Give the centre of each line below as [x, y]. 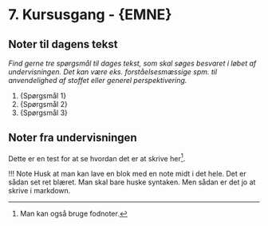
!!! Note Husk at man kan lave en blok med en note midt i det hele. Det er [127, 174]
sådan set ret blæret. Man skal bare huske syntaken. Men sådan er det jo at [132, 182]
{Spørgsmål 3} [43, 113]
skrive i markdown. [39, 191]
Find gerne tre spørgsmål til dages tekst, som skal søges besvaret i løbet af [132, 63]
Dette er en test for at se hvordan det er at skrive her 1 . [97, 157]
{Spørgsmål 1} [43, 96]
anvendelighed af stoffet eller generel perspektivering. [98, 80]
